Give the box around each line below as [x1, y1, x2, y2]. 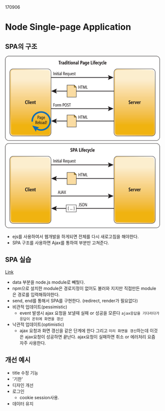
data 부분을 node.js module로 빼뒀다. [12, 279, 85, 285]
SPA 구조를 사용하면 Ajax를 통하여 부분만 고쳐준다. [12, 240, 110, 246]
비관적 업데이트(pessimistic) [12, 303, 68, 310]
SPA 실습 [5, 256, 31, 264]
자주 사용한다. [19, 340, 46, 346]
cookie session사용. [19, 394, 59, 400]
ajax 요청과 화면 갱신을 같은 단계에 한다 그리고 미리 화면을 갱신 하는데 [19, 328, 149, 334]
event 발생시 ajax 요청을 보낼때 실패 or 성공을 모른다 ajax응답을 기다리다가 [19, 310, 160, 316]
